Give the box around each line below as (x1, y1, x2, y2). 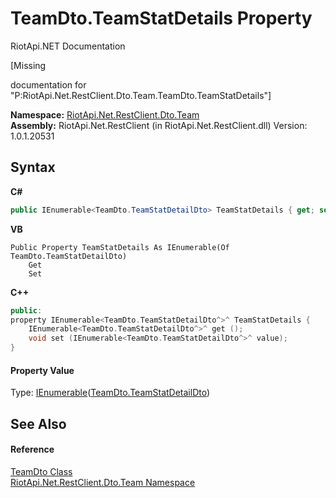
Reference (10, 443, 55, 456)
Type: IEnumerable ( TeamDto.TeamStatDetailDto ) (10, 387, 211, 399)
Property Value (10, 364, 75, 376)
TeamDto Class (10, 465, 73, 477)
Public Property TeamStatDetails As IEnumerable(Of (10, 242, 230, 252)
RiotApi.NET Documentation (10, 40, 126, 52)
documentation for (10, 78, 87, 91)
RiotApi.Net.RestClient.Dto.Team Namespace (10, 476, 196, 488)
